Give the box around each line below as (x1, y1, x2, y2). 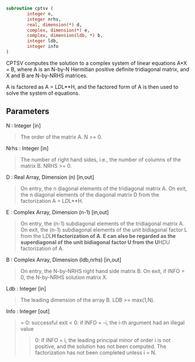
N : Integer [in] (6, 122, 41, 129)
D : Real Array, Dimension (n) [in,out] (6, 173, 95, 181)
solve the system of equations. (6, 89, 80, 96)
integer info (27, 44, 59, 50)
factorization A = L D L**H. (20, 197, 83, 204)
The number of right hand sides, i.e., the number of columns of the (20, 156, 181, 163)
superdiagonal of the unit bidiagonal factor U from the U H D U (20, 239, 170, 246)
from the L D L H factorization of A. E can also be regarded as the (20, 232, 176, 239)
